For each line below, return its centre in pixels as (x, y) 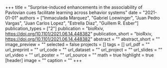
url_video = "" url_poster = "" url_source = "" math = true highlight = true (80, 55)
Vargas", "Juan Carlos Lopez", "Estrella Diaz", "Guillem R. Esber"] (72, 23)
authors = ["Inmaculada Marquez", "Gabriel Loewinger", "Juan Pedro (90, 18)
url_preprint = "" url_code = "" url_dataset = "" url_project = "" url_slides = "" (84, 50)
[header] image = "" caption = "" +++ (44, 60)
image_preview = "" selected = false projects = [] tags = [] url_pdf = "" (78, 44)
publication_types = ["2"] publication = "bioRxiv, (55, 28)
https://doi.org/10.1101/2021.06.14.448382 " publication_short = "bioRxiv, (79, 34)
